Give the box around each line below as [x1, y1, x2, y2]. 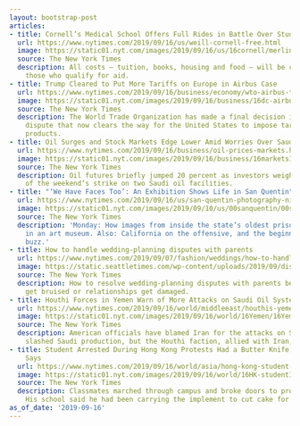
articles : [9, 21, 46, 30]
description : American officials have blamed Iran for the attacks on [17, 329, 286, 338]
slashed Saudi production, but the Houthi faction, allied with [25, 337, 270, 346]
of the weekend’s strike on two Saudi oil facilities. [25, 180, 234, 188]
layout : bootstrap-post [9, 13, 98, 22]
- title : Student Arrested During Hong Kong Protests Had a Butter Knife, [9, 345, 294, 354]
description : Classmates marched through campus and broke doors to [17, 387, 278, 396]
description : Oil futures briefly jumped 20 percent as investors [17, 171, 270, 180]
